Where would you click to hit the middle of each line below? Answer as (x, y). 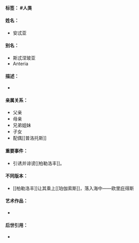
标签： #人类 (19, 8)
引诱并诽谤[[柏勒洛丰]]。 (39, 163)
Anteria (20, 64)
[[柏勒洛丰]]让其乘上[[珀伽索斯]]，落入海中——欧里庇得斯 (73, 188)
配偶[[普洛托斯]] (30, 138)
